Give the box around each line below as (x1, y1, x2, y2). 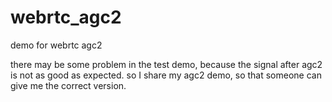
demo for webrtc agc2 (10, 39, 103, 51)
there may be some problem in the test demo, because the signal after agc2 (10, 58, 323, 70)
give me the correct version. (10, 79, 127, 91)
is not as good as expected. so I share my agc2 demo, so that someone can (10, 69, 322, 81)
